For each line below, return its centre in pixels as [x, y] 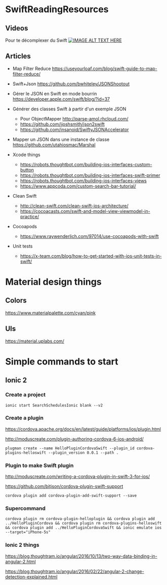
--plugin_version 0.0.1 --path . [83, 453]
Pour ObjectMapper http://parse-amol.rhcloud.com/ [74, 118]
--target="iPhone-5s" [28, 532]
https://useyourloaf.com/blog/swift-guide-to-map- [105, 68]
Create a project [25, 395]
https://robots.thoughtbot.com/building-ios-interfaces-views [83, 180]
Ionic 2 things [22, 545]
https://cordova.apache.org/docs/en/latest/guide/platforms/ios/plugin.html [83, 429]
